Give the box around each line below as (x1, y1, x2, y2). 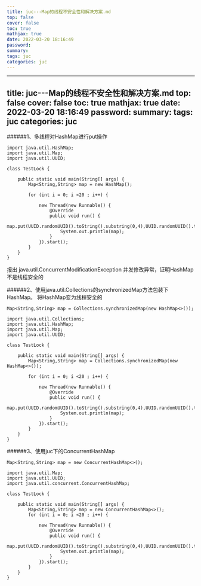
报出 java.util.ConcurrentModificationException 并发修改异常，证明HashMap (7, 266, 194, 273)
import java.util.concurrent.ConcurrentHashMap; (7, 481, 130, 487)
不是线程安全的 (7, 273, 44, 281)
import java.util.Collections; (7, 316, 85, 322)
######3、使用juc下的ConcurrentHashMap (7, 448, 115, 455)
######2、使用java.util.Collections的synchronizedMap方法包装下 (7, 286, 169, 294)
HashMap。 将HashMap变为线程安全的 (7, 294, 103, 301)
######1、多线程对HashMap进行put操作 (7, 133, 108, 141)
